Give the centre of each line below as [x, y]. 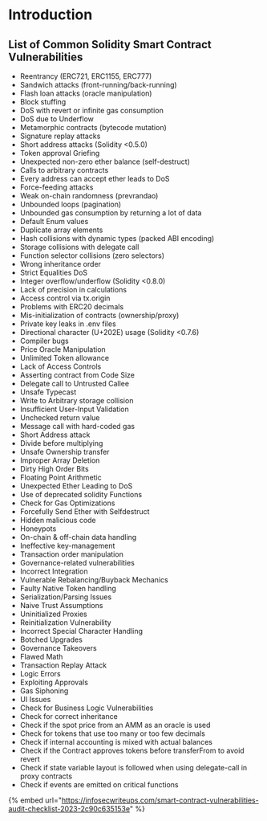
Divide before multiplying [61, 443]
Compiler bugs [44, 341]
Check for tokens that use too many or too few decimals [113, 733]
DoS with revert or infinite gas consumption [92, 110]
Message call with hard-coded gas [77, 426]
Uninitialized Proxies [53, 614]
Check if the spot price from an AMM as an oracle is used [115, 725]
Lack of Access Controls [61, 366]
